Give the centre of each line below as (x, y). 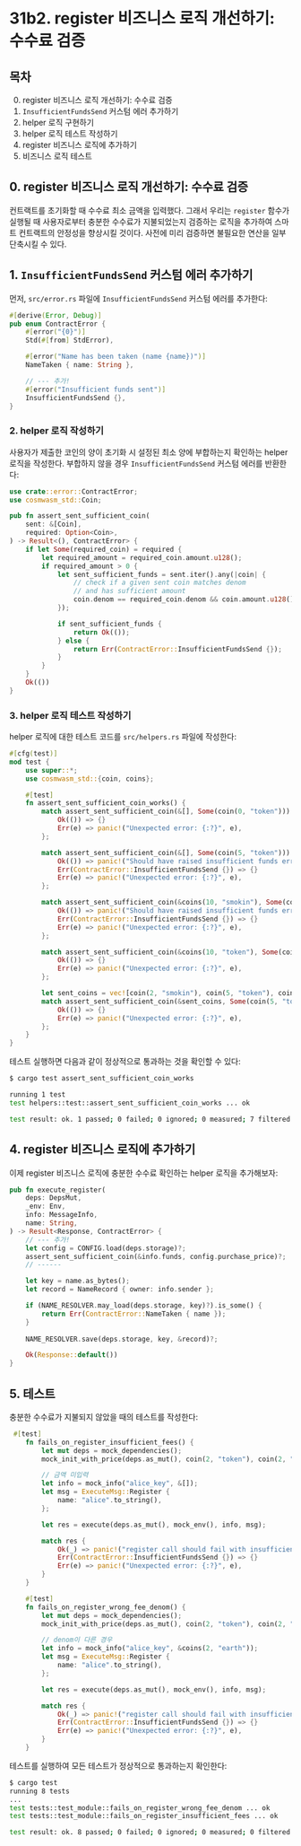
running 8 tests (39, 1791)
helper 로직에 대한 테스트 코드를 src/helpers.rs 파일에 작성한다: (123, 737)
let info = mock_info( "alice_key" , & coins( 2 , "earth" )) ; (150, 1649)
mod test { (30, 762)
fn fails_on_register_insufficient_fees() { (110, 1442)
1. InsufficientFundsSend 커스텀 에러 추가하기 (131, 275)
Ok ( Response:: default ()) (72, 1355)
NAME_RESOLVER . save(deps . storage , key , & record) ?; (122, 1339)
